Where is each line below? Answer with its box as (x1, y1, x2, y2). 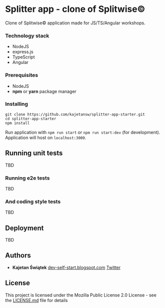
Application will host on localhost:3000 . (5, 134, 87, 140)
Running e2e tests (5, 175, 50, 182)
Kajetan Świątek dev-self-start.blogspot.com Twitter (12, 264, 121, 270)
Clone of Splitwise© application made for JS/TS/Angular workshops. (5, 20, 146, 26)
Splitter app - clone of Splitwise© (5, 3, 145, 15)
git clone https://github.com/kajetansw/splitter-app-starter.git (5, 112, 145, 117)
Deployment (5, 224, 44, 232)
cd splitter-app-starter (5, 116, 56, 121)
